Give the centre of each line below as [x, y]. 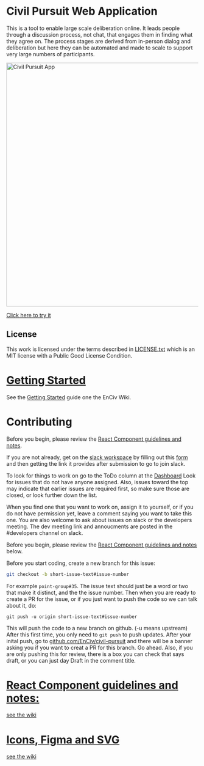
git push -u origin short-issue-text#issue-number [72, 617]
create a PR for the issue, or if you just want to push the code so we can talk [102, 599]
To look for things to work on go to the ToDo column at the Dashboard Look [101, 476]
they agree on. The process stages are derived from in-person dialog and [98, 41]
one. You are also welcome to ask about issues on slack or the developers [99, 520]
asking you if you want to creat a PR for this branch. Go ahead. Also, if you [100, 647]
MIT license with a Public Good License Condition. [69, 355]
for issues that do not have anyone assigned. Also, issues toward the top [97, 482]
